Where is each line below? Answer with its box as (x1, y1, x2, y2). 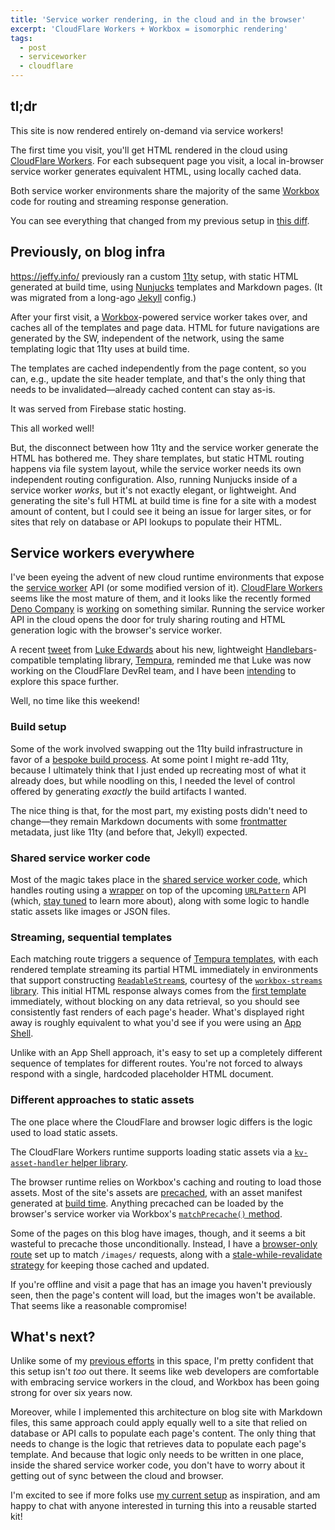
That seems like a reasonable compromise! (10, 1299, 188, 1311)
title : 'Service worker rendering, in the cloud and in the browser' (10, 14, 307, 25)
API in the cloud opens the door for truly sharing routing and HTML (10, 614, 286, 626)
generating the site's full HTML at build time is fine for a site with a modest (10, 494, 317, 506)
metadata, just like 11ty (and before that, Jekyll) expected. (10, 826, 248, 838)
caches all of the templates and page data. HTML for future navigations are (10, 321, 320, 333)
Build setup (10, 720, 67, 734)
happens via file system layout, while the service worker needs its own (10, 462, 302, 475)
